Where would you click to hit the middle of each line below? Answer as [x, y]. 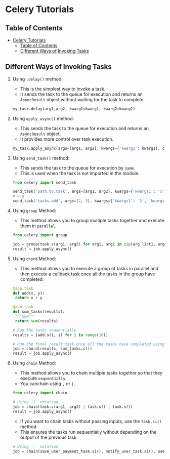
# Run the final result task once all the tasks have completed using [89, 344]
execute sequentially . [43, 379]
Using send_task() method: [41, 158]
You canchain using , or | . [48, 384]
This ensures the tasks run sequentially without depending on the [88, 432]
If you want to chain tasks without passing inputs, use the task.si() [91, 421]
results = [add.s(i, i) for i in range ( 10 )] [60, 335]
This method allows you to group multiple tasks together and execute [92, 221]
